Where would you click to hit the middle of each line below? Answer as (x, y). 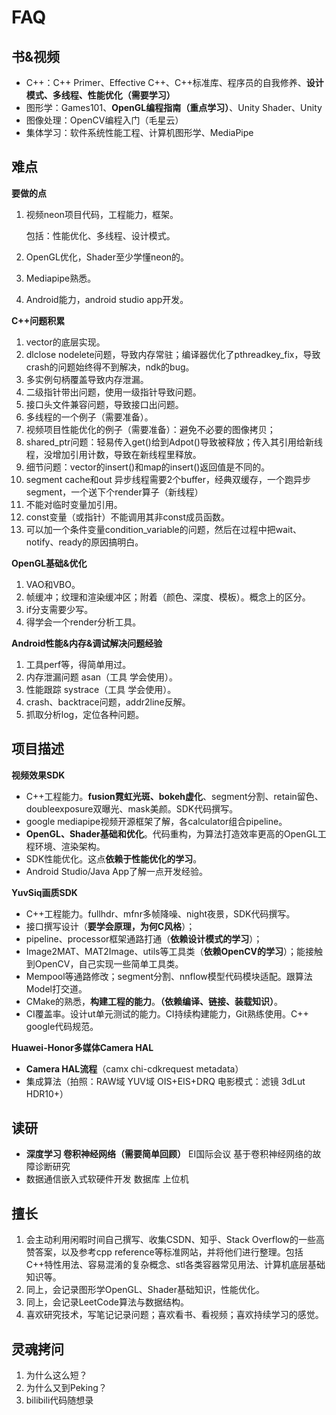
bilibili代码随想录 (59, 1400)
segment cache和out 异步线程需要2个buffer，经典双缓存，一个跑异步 (168, 479)
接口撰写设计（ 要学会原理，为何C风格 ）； (110, 926)
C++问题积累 (38, 320)
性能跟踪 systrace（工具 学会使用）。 (101, 689)
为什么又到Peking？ (66, 1388)
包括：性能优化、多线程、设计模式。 (100, 235)
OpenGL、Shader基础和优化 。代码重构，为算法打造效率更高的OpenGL (171, 833)
